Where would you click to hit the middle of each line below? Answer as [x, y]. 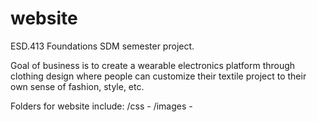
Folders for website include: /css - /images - [101, 106]
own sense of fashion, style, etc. [77, 86]
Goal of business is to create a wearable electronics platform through [153, 65]
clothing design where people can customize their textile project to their [158, 76]
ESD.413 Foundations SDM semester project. [102, 46]
